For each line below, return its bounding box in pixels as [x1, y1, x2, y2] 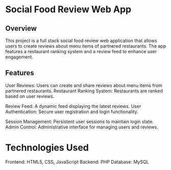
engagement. [5, 54, 33, 60]
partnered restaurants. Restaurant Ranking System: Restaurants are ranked [5, 88, 163, 94]
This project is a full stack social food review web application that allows [5, 37, 157, 44]
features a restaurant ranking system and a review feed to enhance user [5, 49, 157, 54]
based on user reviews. [5, 93, 55, 99]
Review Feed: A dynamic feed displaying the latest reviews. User [5, 103, 141, 109]
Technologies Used [5, 142, 89, 153]
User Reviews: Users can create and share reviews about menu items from [5, 82, 162, 88]
